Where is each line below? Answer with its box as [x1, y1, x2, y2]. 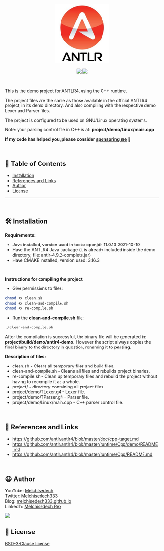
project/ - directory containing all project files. [12, 384, 105, 389]
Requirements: [5, 232, 36, 238]
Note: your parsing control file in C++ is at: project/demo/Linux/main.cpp [5, 126, 155, 132]
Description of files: [5, 353, 46, 359]
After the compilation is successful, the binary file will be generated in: [5, 333, 147, 340]
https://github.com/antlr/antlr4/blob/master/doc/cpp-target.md [12, 436, 139, 442]
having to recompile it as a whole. [12, 378, 80, 384]
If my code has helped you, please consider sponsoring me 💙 [5, 136, 131, 142]
